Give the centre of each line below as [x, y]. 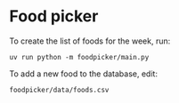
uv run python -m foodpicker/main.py [79, 57]
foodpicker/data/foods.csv [59, 90]
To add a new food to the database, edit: [84, 74]
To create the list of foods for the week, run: [90, 41]
